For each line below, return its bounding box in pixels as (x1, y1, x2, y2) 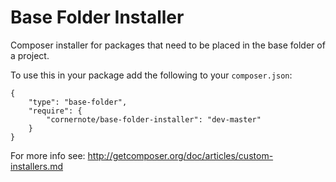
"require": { (28, 106, 83, 116)
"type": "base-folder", (28, 97, 128, 107)
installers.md (10, 160, 64, 172)
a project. (10, 49, 50, 61)
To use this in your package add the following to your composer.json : (10, 69, 293, 81)
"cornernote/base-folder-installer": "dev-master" (46, 114, 262, 125)
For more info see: (10, 149, 86, 161)
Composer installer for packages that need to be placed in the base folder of (10, 39, 326, 51)
